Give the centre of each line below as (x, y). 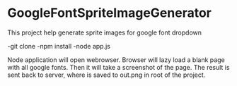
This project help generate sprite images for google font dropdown (104, 32)
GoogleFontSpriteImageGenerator (110, 13)
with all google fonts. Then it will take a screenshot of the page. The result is (118, 67)
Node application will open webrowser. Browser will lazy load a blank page (116, 60)
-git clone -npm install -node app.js (59, 46)
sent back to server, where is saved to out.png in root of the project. (106, 75)
